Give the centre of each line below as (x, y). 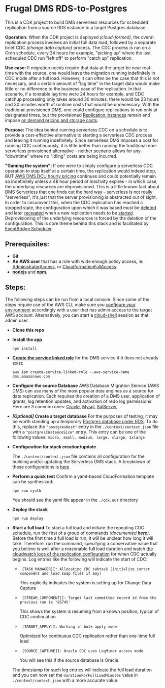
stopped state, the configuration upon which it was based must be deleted (81, 208)
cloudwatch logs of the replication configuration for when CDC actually (84, 554)
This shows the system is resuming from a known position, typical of (89, 611)
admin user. (17, 320)
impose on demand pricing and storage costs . (52, 120)
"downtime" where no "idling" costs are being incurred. (61, 156)
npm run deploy (28, 518)
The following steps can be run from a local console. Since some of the (77, 299)
